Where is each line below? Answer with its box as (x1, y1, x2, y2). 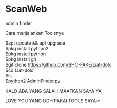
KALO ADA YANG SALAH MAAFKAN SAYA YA (5, 88, 102, 94)
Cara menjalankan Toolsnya (5, 30, 64, 36)
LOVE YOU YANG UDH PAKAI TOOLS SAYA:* (5, 98, 101, 104)
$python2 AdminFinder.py (5, 78, 61, 84)
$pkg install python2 (5, 45, 49, 51)
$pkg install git (5, 56, 37, 62)
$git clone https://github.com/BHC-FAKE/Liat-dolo (5, 61, 112, 68)
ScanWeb (5, 3, 47, 15)
